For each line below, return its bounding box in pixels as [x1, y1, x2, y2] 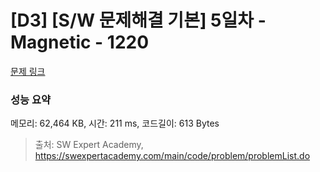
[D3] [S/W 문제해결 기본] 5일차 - [10, 9, 267, 32]
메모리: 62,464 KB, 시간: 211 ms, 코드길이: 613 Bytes [10, 117, 220, 130]
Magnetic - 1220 [10, 31, 150, 54]
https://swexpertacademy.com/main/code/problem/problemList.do [34, 150, 311, 162]
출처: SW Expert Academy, [34, 139, 144, 151]
